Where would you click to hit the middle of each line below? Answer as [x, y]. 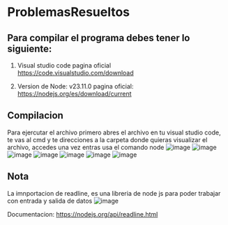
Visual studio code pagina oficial [64, 65]
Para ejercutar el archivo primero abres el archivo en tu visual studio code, [114, 132]
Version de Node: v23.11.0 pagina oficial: [75, 86]
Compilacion [36, 116]
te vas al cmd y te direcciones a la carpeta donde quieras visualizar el [107, 139]
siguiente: [30, 48]
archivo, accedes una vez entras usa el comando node [86, 147]
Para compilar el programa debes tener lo [99, 38]
